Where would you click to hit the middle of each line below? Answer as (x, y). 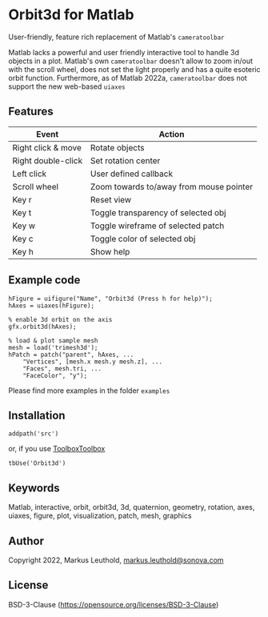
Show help (110, 251)
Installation (37, 415)
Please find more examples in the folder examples (89, 391)
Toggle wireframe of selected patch (158, 226)
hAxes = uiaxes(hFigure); (51, 306)
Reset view (111, 199)
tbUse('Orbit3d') (37, 463)
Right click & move (47, 147)
